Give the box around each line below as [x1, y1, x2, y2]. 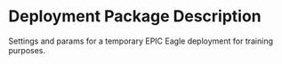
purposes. [8, 44, 46, 55]
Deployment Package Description [8, 6, 262, 27]
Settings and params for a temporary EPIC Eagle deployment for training [8, 36, 273, 46]
